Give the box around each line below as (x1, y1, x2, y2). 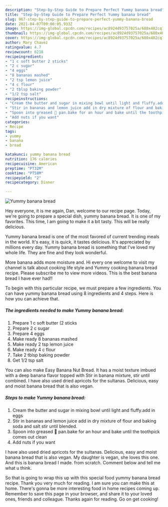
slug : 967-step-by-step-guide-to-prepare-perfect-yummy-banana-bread (5, 17, 153, 22)
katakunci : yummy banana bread (5, 152, 70, 157)
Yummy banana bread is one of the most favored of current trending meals (5, 234, 159, 240)
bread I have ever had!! (5, 275, 53, 281)
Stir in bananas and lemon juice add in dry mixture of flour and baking (12, 418, 156, 424)
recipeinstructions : (5, 96, 48, 101)
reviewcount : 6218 (5, 49, 43, 54)
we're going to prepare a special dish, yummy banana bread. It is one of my (5, 213, 161, 219)
